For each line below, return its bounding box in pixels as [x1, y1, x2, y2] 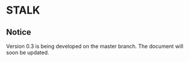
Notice [6, 27, 31, 37]
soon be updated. [6, 49, 49, 56]
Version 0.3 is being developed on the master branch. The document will [6, 43, 184, 50]
